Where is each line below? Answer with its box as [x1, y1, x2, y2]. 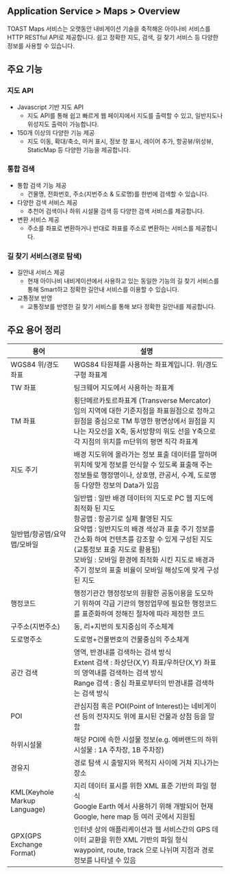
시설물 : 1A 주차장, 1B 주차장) [73, 745, 164, 754]
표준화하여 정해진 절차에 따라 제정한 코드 [81, 609, 205, 619]
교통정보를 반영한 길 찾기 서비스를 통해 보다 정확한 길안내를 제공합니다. [27, 303, 216, 311]
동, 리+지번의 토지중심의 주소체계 [73, 621, 175, 631]
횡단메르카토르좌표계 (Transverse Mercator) [73, 395, 212, 405]
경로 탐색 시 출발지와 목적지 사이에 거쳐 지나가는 [73, 758, 219, 767]
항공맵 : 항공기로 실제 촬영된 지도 [73, 514, 173, 523]
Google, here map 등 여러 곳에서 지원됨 [73, 812, 196, 821]
